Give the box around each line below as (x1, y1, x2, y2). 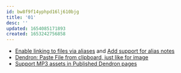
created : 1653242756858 (6, 31, 66, 37)
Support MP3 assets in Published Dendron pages (14, 60, 137, 68)
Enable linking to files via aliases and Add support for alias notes (14, 47, 175, 54)
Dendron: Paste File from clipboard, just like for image (14, 54, 149, 61)
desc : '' (6, 20, 28, 26)
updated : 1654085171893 (6, 25, 66, 32)
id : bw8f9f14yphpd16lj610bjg (6, 8, 79, 15)
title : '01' (6, 14, 36, 20)
